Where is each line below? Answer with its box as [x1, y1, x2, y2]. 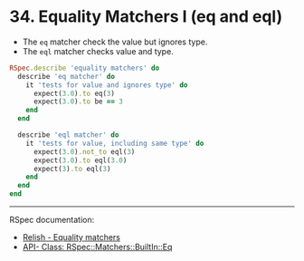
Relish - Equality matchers [22, 232, 120, 243]
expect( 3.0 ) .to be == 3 [33, 97, 124, 106]
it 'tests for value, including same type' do [25, 139, 204, 148]
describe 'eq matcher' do [17, 72, 116, 81]
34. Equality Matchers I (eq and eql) [9, 6, 283, 27]
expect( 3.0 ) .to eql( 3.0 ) [33, 156, 128, 165]
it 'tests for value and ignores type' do [25, 80, 188, 90]
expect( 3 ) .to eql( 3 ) [33, 164, 111, 173]
